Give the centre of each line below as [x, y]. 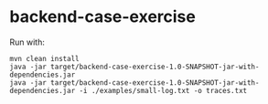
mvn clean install [44, 58]
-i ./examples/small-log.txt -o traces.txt [163, 90]
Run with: [27, 42]
